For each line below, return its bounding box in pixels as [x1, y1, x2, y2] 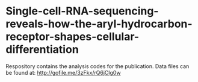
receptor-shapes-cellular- [5, 30, 140, 43]
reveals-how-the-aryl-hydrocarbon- [5, 17, 193, 31]
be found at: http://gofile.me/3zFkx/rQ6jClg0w [5, 69, 121, 76]
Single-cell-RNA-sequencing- [5, 4, 159, 18]
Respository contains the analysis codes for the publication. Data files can [5, 62, 190, 70]
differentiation [5, 43, 79, 57]
